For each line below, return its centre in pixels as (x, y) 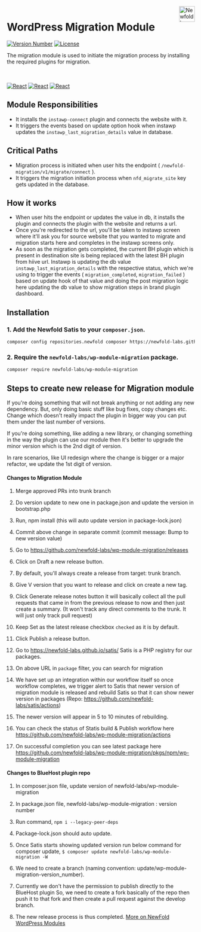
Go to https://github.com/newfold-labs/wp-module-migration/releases (102, 550)
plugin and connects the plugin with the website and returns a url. (96, 224)
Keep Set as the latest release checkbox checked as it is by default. (97, 627)
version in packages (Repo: (49, 699)
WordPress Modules (40, 923)
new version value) (39, 538)
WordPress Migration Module (81, 27)
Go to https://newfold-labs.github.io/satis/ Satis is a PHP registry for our (104, 650)
